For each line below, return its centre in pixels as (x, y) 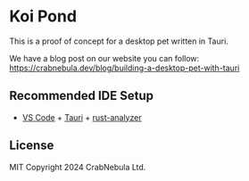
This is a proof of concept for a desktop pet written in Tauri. (119, 41)
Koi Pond (43, 16)
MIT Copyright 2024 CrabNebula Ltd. (78, 167)
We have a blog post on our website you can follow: (104, 58)
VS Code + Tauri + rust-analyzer (82, 117)
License (32, 146)
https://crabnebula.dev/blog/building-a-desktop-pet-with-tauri (124, 68)
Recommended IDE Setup (82, 96)
